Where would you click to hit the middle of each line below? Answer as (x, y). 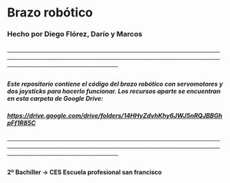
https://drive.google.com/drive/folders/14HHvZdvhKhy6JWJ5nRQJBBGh (115, 116)
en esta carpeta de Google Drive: (55, 98)
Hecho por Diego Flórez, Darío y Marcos (75, 34)
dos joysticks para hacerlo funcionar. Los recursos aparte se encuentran (114, 91)
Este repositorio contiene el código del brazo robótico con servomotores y (115, 84)
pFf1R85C (22, 123)
